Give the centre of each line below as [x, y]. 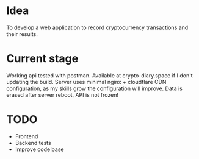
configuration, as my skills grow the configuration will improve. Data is [95, 88]
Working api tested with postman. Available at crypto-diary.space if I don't [100, 75]
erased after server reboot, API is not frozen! [63, 94]
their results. [22, 34]
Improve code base [39, 149]
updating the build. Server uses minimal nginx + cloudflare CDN [86, 82]
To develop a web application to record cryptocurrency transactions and [97, 27]
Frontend [27, 136]
